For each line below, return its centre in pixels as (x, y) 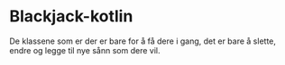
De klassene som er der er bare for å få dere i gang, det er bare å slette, (143, 41)
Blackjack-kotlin (71, 16)
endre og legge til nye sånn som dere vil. (85, 50)
